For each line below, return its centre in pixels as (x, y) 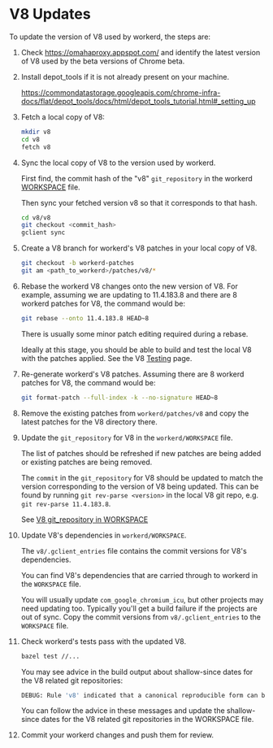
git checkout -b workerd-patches (78, 263)
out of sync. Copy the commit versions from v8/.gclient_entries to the (141, 617)
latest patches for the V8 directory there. (89, 422)
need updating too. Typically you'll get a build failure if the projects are (139, 608)
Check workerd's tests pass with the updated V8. (103, 641)
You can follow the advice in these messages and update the (123, 711)
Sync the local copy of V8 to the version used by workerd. (118, 163)
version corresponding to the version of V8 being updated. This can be (140, 486)
